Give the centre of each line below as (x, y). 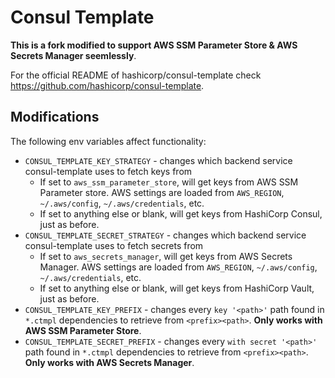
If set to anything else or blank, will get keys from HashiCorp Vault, (177, 288)
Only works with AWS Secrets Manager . (109, 362)
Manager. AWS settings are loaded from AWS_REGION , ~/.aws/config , (178, 267)
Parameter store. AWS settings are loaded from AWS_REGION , (162, 192)
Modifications (55, 117)
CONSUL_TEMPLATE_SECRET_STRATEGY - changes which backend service (165, 235)
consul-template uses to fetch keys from (108, 171)
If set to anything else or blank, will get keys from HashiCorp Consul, (181, 213)
